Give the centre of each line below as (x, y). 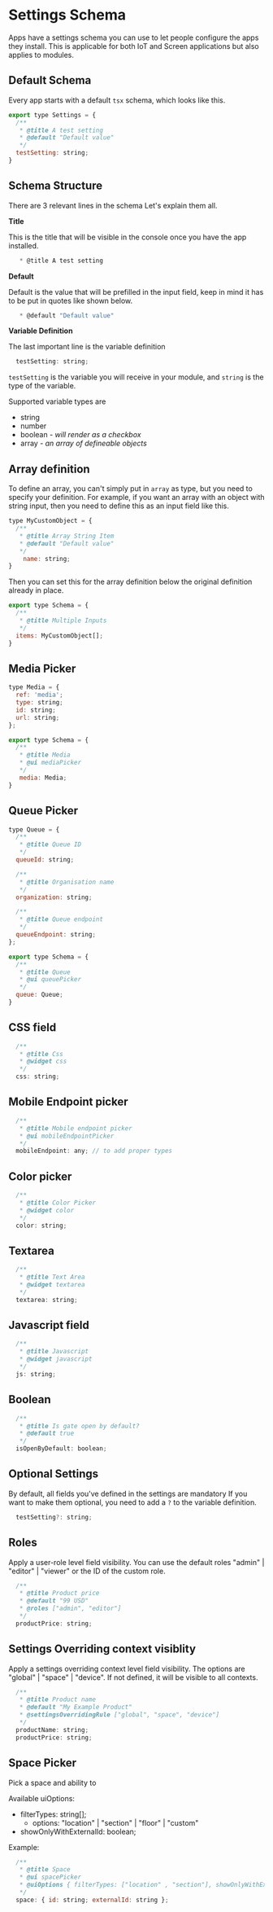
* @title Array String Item (67, 536)
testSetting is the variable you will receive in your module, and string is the (136, 377)
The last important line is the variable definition (87, 347)
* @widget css (43, 1061)
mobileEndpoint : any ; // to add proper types (94, 1151)
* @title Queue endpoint (61, 919)
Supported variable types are (57, 401)
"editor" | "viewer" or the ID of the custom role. (87, 1571)
